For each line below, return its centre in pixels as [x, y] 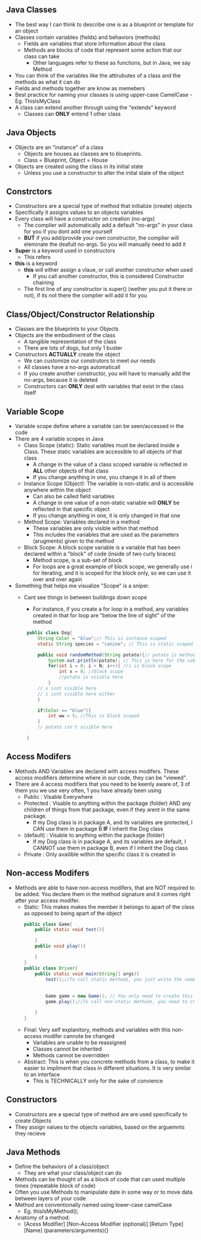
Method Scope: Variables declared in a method [82, 522]
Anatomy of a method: [42, 1218]
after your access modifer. [47, 900]
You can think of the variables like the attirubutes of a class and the [98, 75]
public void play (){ [60, 946]
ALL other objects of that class [71, 471]
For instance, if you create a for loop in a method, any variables [111, 609]
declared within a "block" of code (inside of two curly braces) [100, 554]
